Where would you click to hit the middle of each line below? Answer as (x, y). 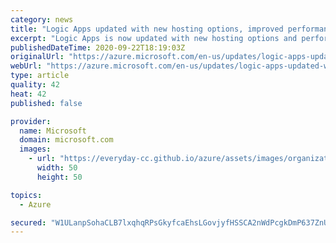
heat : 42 (28, 94)
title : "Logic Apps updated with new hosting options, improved (147, 29)
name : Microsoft (53, 131)
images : (35, 149)
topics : (26, 195)
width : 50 (57, 168)
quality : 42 (35, 85)
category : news (42, 19)
